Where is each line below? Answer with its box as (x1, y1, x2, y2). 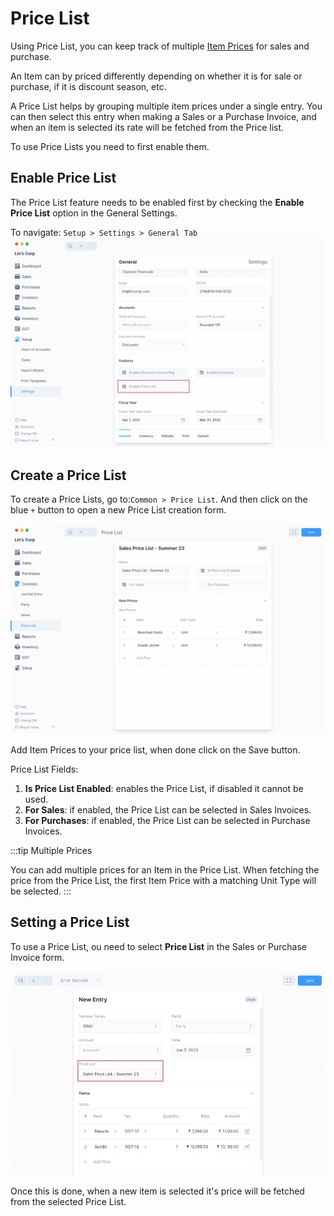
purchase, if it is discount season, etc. (10, 80, 167, 92)
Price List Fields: (10, 763, 79, 775)
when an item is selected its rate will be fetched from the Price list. (10, 121, 285, 133)
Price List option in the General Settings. (10, 207, 178, 219)
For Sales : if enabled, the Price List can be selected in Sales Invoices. (24, 803, 312, 816)
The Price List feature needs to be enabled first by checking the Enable (10, 196, 305, 208)
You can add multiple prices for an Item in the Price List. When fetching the (10, 863, 320, 876)
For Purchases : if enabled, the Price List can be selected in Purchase (24, 814, 311, 826)
